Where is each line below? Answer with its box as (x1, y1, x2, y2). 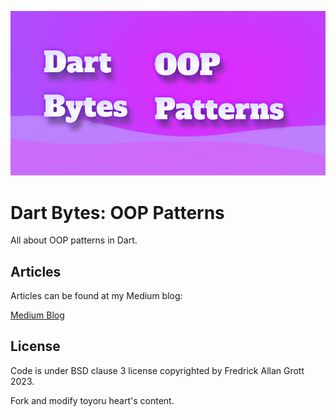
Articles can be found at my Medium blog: (10, 290, 183, 302)
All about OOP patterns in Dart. (10, 234, 138, 246)
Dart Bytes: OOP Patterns (10, 201, 225, 224)
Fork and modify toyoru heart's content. (10, 394, 175, 406)
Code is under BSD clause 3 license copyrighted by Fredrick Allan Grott (10, 364, 305, 376)
